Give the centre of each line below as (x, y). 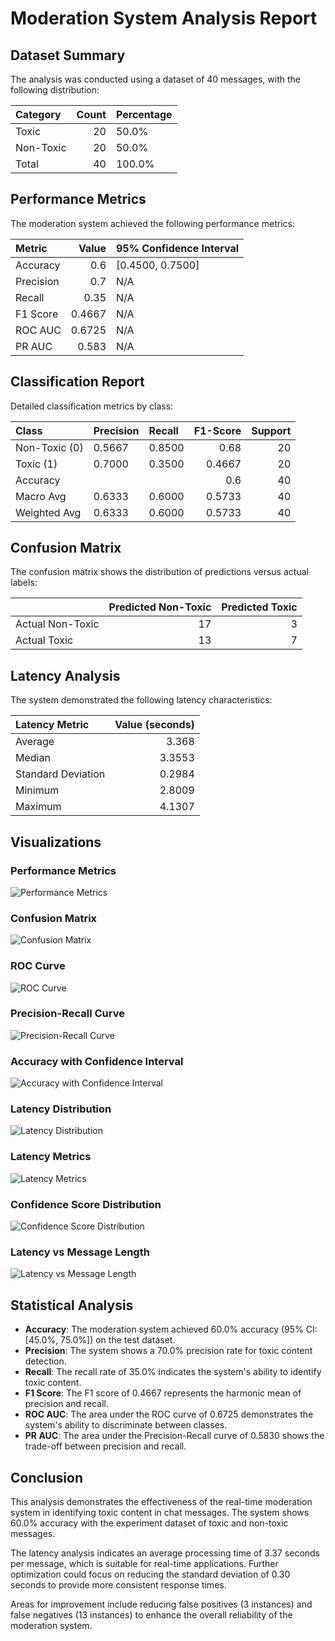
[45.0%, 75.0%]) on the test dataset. (100, 1340)
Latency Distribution (61, 1109)
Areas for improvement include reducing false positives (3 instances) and (161, 1604)
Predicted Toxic (259, 607)
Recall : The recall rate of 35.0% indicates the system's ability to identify (173, 1372)
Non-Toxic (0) (49, 447)
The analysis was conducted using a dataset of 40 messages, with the (155, 79)
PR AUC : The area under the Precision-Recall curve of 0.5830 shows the (174, 1436)
